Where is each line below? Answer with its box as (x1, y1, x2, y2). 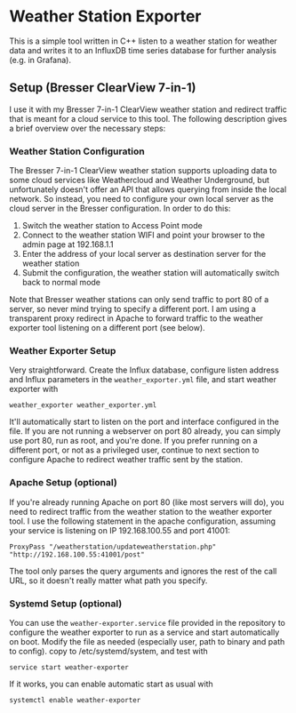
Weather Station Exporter (9, 6, 202, 27)
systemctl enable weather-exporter (9, 695, 141, 704)
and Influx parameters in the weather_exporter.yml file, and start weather (9, 374, 277, 385)
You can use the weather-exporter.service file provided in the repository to (9, 617, 286, 628)
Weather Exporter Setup (9, 344, 116, 356)
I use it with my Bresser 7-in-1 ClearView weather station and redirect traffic (9, 104, 287, 115)
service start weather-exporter (9, 662, 129, 672)
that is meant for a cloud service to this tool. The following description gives (9, 113, 287, 124)
